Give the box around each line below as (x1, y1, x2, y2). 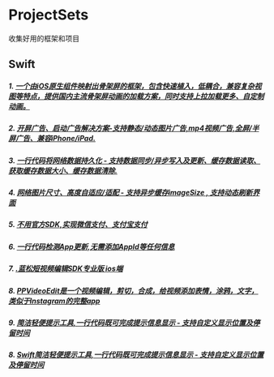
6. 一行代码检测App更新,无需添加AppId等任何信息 (8, 242, 175, 251)
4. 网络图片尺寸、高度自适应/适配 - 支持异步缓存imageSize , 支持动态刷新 (8, 188, 253, 198)
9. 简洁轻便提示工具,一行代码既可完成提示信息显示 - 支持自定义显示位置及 (8, 318, 254, 328)
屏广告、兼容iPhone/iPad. (8, 134, 96, 144)
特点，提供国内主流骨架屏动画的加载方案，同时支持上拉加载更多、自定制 (22, 91, 264, 101)
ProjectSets (8, 6, 89, 24)
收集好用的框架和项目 (8, 33, 79, 43)
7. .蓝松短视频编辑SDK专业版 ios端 (8, 263, 123, 273)
